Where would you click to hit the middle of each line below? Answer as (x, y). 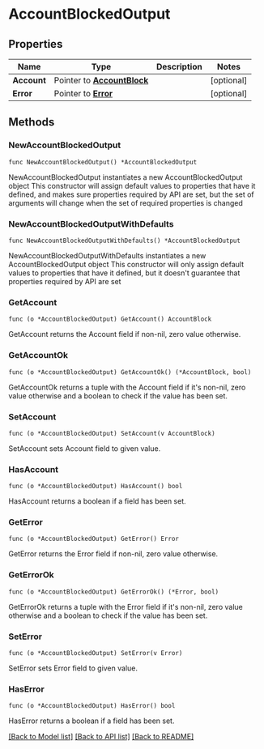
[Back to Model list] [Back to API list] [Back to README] (101, 737)
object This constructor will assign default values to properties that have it (132, 185)
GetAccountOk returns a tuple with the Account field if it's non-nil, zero (127, 387)
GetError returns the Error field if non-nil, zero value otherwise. (113, 554)
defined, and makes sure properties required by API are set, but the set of (132, 194)
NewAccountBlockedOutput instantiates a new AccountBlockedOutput (126, 177)
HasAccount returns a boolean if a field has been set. (97, 501)
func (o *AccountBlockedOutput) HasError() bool (92, 706)
